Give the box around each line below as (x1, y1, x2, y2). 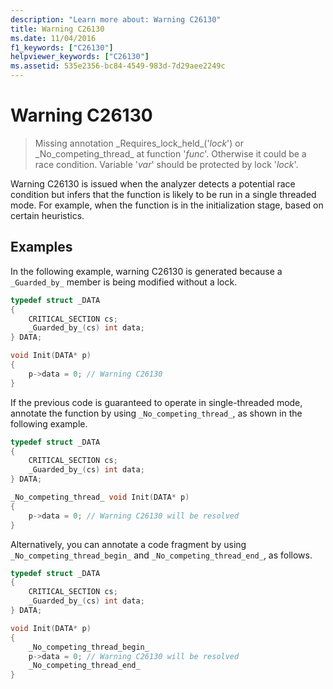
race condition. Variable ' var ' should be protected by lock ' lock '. (34, 158, 299, 170)
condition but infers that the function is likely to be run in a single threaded (10, 188, 317, 200)
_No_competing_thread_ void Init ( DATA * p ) (10, 492, 190, 502)
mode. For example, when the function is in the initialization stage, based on (10, 199, 324, 211)
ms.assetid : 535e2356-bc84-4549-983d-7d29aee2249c (10, 61, 226, 71)
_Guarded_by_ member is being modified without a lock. (10, 276, 238, 288)
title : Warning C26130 (10, 24, 105, 34)
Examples (10, 239, 73, 256)
